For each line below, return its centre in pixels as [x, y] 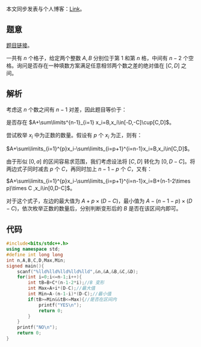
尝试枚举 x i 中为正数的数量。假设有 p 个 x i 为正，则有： [74, 136]
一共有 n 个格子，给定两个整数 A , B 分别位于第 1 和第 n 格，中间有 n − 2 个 [97, 58]
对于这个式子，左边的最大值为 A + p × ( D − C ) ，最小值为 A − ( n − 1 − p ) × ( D [99, 201]
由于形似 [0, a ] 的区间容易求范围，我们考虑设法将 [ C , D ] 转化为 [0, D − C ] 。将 [101, 162]
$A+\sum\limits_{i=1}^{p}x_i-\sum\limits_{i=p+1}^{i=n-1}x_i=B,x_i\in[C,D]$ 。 [100, 149]
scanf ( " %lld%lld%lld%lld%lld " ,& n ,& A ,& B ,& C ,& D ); [78, 272]
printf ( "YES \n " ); [60, 305]
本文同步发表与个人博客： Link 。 [46, 9]
